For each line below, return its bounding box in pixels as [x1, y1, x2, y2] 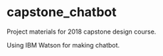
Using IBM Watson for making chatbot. [6, 41, 120, 49]
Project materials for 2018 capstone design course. [6, 27, 157, 36]
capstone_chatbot [6, 4, 117, 20]
